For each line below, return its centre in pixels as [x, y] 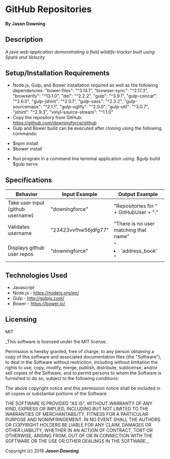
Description [24, 40]
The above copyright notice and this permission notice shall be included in [83, 388]
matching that [130, 230]
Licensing [21, 319]
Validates [19, 227]
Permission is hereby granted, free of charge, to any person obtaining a [80, 351]
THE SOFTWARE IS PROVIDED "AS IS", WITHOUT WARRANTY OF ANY [79, 403]
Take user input [26, 203]
